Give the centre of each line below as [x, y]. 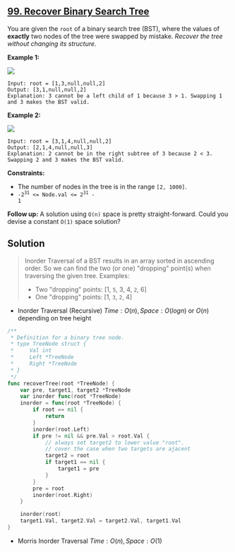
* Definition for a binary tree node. [67, 337]
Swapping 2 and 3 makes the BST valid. [66, 160]
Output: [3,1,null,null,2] [47, 90]
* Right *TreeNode [44, 364]
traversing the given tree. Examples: [77, 275]
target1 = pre [78, 469]
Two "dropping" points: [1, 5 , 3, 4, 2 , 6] [91, 289]
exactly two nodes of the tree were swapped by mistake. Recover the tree [115, 36]
